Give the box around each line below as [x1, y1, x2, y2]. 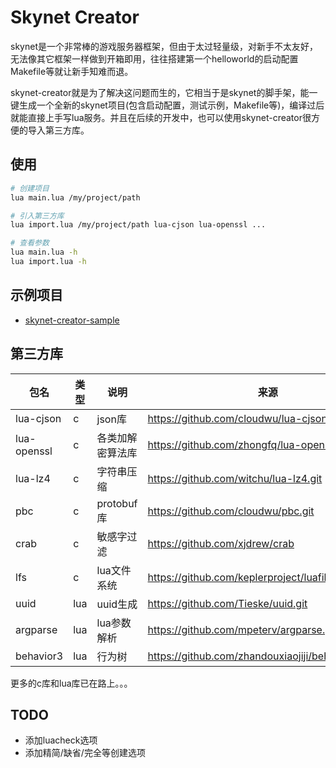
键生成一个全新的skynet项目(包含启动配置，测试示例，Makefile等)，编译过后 [10, 99, 325, 111]
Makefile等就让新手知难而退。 [10, 65, 134, 77]
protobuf [96, 496, 138, 510]
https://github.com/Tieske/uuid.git [147, 596, 308, 610]
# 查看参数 [10, 238, 50, 248]
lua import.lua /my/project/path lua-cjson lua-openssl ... [10, 220, 267, 230]
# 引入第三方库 [10, 211, 65, 221]
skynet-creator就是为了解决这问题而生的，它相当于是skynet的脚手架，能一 [10, 86, 318, 98]
